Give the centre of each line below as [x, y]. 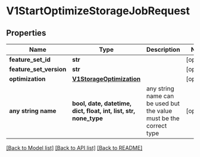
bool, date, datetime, [102, 103]
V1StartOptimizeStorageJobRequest [98, 11]
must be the [163, 118]
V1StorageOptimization [107, 79]
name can [160, 96]
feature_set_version [38, 69]
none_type [87, 118]
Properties [26, 33]
